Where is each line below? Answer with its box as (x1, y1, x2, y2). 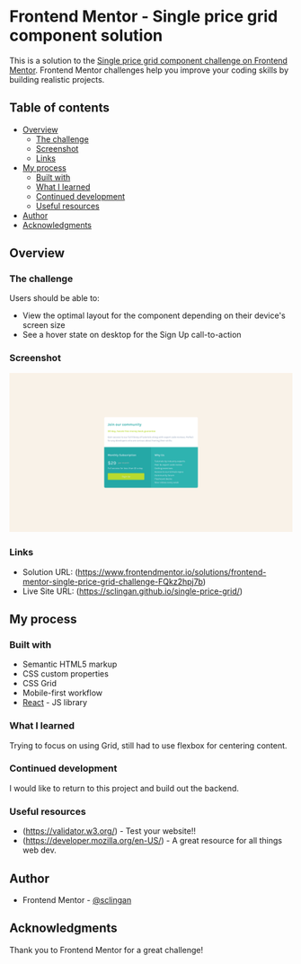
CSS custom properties (22, 668, 110, 679)
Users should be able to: (9, 293, 101, 304)
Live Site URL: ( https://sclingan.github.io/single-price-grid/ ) (22, 586, 243, 597)
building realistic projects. (9, 74, 105, 84)
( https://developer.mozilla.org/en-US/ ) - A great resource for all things (22, 836, 283, 846)
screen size (22, 320, 66, 331)
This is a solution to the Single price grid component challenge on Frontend (9, 55, 288, 66)
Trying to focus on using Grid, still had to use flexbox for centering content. (9, 739, 288, 751)
